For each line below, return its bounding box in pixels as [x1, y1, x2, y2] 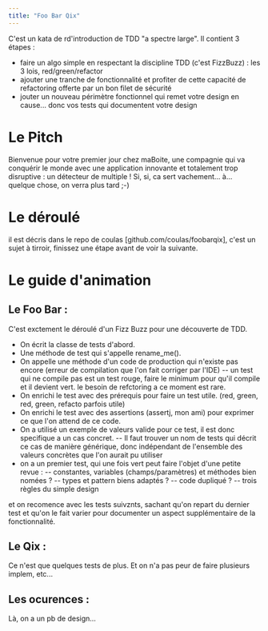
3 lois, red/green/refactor [19, 66, 104, 76]
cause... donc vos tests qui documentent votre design [19, 100, 198, 110]
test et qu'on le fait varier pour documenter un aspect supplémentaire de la [8, 508, 256, 517]
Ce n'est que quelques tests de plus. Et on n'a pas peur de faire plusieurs [8, 561, 250, 570]
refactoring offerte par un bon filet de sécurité [19, 83, 172, 93]
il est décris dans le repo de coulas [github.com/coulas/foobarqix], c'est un [8, 234, 256, 244]
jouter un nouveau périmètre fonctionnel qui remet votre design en [19, 91, 240, 101]
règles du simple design [19, 484, 99, 493]
